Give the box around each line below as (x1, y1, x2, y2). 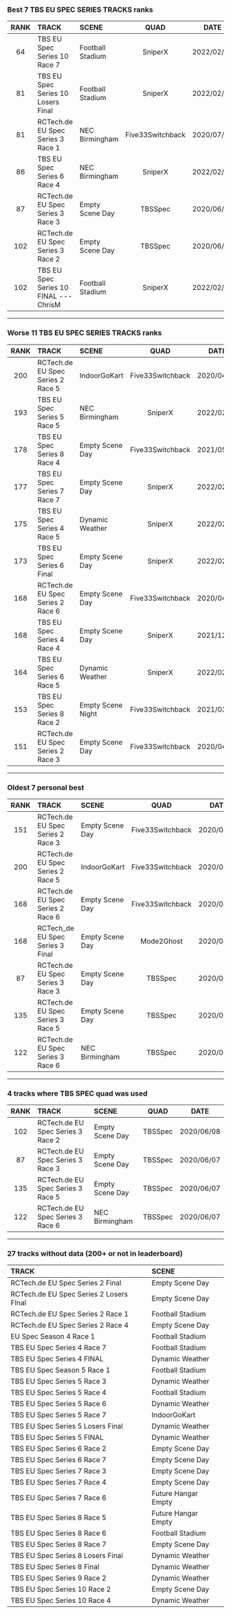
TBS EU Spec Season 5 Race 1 (10, 1365, 111, 1375)
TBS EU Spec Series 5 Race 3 (10, 1377, 107, 1386)
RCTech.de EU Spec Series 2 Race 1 (10, 1310, 129, 1319)
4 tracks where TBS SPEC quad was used (7, 1089, 148, 1098)
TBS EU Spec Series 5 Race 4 (10, 1388, 107, 1397)
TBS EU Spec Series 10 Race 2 (10, 1584, 111, 1594)
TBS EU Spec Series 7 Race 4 (10, 1477, 107, 1487)
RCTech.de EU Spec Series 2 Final (10, 1278, 122, 1288)
